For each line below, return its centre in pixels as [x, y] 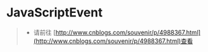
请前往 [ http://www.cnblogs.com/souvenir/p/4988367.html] [117, 32]
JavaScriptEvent [55, 13]
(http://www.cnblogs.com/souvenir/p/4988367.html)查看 [113, 41]
